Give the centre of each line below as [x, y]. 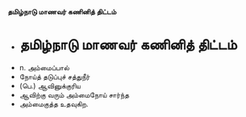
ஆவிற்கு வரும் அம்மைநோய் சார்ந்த [74, 94]
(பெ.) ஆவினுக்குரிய [50, 86]
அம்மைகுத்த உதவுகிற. [54, 103]
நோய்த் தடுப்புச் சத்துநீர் [54, 77]
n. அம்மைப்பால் [44, 67]
